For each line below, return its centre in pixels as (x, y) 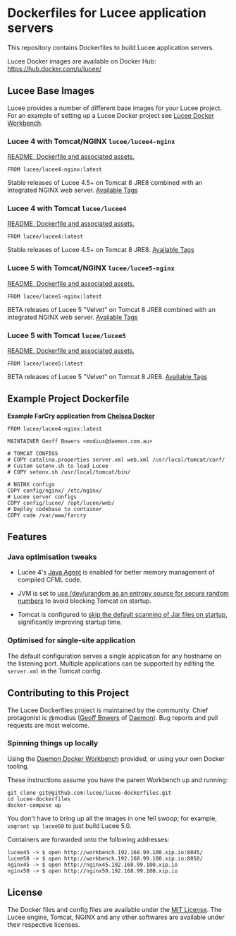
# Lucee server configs (42, 497)
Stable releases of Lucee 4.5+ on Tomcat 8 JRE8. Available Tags (101, 250)
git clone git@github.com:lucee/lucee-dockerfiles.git (89, 793)
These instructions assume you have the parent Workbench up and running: (118, 780)
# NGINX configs (31, 484)
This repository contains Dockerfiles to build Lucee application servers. (111, 47)
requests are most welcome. (49, 725)
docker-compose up (34, 805)
